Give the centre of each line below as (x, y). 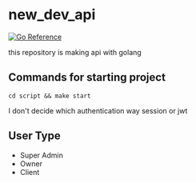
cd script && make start (50, 96)
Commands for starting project (87, 78)
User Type (35, 136)
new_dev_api (52, 15)
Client (30, 172)
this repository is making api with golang (75, 52)
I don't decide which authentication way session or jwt (98, 110)
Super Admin (42, 155)
